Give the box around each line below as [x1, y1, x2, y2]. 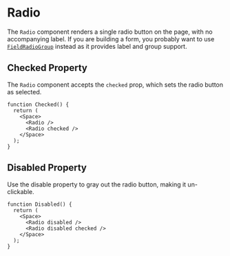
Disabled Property [7, 162, 87, 173]
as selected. [7, 87, 42, 96]
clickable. [7, 187, 34, 195]
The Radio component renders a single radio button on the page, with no [7, 28, 213, 36]
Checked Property [7, 62, 87, 74]
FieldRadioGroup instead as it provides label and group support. [7, 42, 187, 50]
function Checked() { [7, 101, 70, 108]
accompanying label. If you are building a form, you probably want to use [7, 34, 215, 43]
